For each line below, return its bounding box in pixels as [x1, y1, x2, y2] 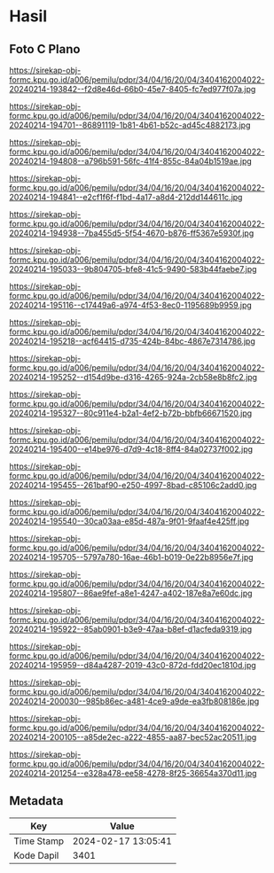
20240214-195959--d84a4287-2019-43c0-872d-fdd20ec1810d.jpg [9, 660, 257, 670]
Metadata [9, 793, 64, 808]
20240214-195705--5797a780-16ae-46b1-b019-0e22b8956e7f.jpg [9, 552, 254, 562]
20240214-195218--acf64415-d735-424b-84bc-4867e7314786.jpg [9, 336, 255, 347]
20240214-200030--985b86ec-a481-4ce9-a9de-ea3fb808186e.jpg [9, 696, 260, 706]
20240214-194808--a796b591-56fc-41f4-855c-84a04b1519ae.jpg [9, 156, 253, 166]
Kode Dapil [13, 849, 59, 861]
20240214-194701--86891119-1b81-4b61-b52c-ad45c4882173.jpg [9, 120, 251, 130]
